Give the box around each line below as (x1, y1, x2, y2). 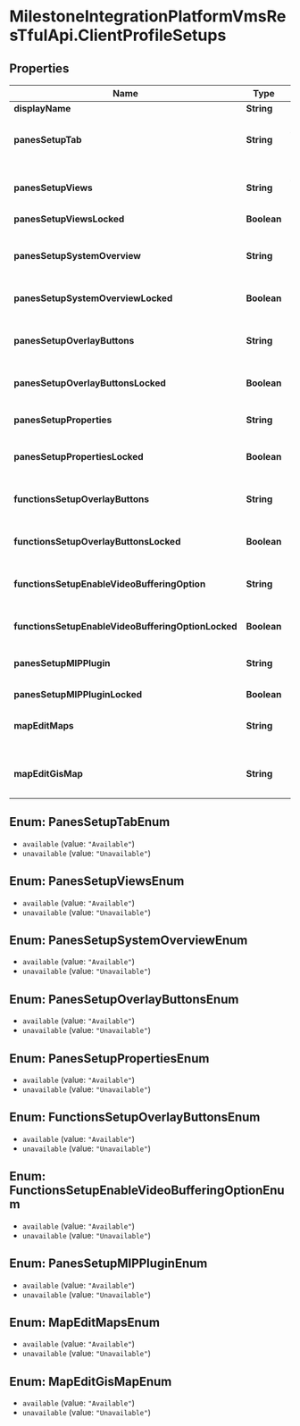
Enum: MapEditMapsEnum (9, 1314, 161, 1330)
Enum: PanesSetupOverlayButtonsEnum (9, 991, 239, 1006)
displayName (13, 103, 71, 114)
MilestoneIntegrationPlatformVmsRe (9, 6, 287, 27)
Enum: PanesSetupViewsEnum (9, 873, 185, 889)
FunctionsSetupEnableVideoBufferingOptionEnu (9, 1183, 285, 1198)
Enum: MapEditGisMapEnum (9, 1373, 172, 1389)
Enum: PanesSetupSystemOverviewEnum (9, 933, 248, 948)
